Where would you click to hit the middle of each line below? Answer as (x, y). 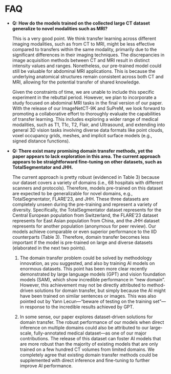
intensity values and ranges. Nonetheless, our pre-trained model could (87, 66)
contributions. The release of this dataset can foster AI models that (90, 338)
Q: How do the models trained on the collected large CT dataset (81, 23)
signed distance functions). (41, 141)
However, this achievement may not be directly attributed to (83, 285)
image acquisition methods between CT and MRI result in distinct (81, 60)
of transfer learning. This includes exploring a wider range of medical (85, 119)
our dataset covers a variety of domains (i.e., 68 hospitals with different (88, 182)
